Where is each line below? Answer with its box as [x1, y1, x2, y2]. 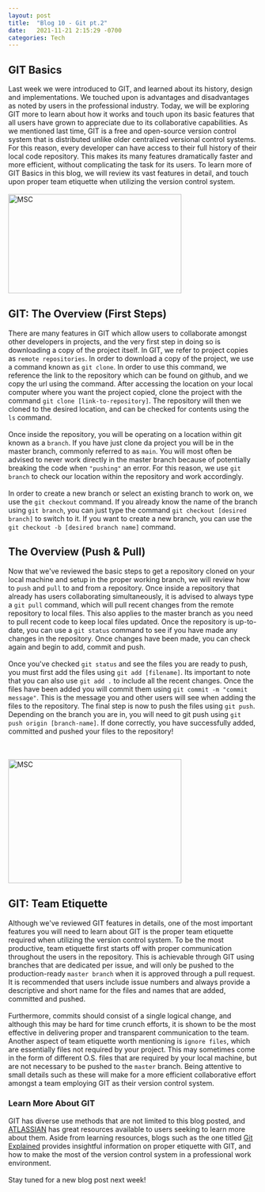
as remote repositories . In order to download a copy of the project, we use [8, 354, 255, 363]
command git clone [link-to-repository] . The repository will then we [8, 396, 241, 405]
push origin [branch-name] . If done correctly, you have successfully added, [8, 718, 256, 727]
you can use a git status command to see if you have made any [26, 625, 238, 634]
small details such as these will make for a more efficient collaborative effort [8, 1070, 256, 1079]
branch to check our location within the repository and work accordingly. [8, 471, 244, 481]
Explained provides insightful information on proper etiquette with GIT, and [8, 1141, 252, 1151]
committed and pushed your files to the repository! [8, 726, 174, 736]
